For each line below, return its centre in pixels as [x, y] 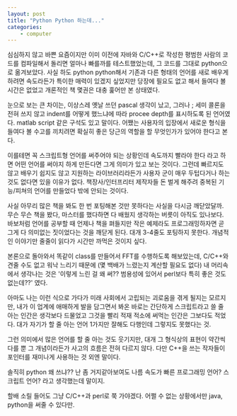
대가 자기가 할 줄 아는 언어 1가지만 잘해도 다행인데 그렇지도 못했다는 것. [114, 324]
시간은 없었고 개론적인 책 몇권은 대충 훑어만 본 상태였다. [84, 90]
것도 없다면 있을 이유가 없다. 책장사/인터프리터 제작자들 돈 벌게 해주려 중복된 [112, 182]
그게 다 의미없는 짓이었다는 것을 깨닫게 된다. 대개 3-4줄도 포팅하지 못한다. [109, 232]
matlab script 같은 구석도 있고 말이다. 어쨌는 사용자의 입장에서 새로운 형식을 [121, 123]
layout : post [27, 14]
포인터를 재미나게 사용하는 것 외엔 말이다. [64, 357]
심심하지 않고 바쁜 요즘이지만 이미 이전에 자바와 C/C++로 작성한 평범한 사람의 [114, 54]
